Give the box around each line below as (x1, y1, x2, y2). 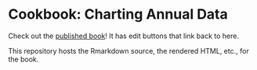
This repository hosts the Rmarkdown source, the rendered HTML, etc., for (8, 46, 249, 55)
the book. (8, 54, 39, 64)
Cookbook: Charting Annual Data (8, 5, 229, 23)
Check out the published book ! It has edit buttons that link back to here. (8, 31, 240, 40)
